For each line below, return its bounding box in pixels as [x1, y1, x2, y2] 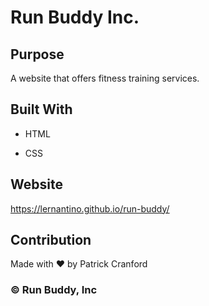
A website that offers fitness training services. [10, 72, 200, 84]
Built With [10, 101, 73, 118]
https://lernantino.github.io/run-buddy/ [10, 202, 170, 215]
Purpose [10, 46, 65, 63]
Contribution [10, 232, 92, 249]
